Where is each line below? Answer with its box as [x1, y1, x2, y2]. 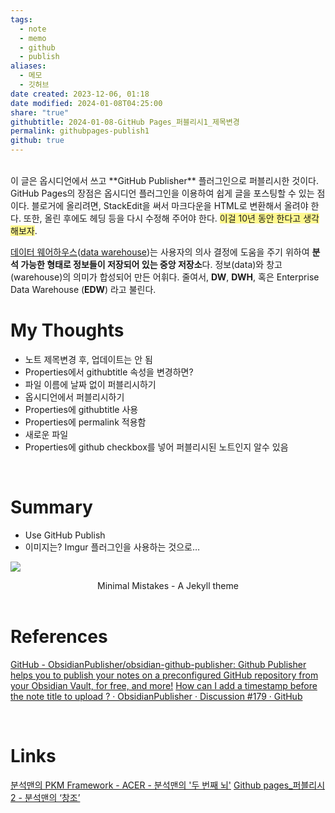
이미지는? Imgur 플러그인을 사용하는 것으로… [24, 541, 201, 553]
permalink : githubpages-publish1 [10, 126, 150, 136]
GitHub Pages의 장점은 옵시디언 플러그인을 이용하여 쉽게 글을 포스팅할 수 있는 [10, 187, 315, 199]
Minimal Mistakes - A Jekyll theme [97, 579, 239, 591]
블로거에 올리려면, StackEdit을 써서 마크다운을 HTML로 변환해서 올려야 [31, 200, 309, 211]
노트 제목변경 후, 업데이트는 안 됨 [24, 353, 153, 365]
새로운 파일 [24, 428, 69, 440]
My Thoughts [10, 319, 125, 342]
